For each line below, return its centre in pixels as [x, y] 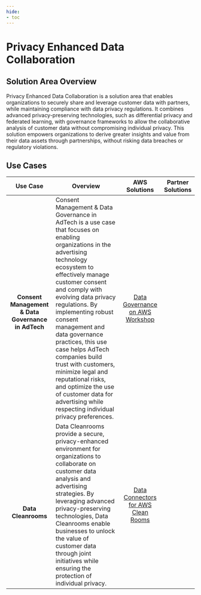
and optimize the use [85, 387]
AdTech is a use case [85, 222]
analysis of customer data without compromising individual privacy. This [95, 128]
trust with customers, [85, 364]
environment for [78, 449]
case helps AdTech [82, 349]
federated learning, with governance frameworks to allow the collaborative [98, 121]
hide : [13, 12]
